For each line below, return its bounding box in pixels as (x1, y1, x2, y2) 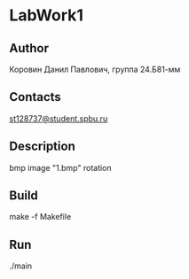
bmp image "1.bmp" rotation (9, 162, 113, 173)
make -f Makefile (9, 212, 72, 222)
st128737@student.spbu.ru (9, 112, 108, 124)
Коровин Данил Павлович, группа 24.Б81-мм (9, 64, 181, 74)
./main (9, 260, 33, 271)
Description (9, 139, 75, 154)
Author (9, 41, 49, 56)
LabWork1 (9, 5, 84, 26)
